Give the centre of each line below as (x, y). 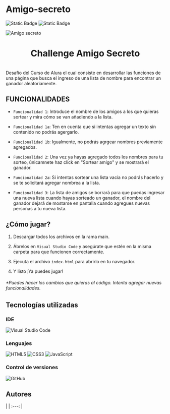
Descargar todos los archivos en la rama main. (61, 236)
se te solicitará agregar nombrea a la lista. (56, 183)
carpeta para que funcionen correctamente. (59, 252)
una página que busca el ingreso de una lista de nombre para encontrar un (83, 78)
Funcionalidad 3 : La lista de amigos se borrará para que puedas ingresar (89, 192)
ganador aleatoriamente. (31, 83)
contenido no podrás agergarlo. (46, 132)
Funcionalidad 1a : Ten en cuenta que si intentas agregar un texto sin (84, 127)
